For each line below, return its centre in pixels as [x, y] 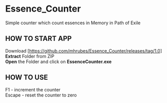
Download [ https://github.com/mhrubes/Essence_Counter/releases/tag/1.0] [84, 50]
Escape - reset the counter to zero [41, 95]
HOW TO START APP [38, 39]
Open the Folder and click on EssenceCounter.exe [58, 62]
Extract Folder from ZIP [30, 56]
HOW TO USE [27, 78]
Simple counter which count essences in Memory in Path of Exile [73, 23]
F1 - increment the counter [33, 89]
